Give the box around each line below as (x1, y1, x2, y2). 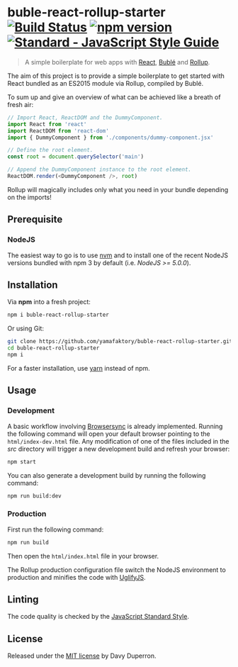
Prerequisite (7, 213, 63, 225)
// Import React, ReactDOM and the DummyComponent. (7, 114, 163, 121)
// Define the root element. (7, 147, 93, 154)
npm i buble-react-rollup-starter (7, 311, 110, 319)
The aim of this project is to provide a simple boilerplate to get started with (7, 72, 225, 80)
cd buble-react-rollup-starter (7, 344, 100, 352)
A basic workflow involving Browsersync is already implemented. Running (7, 422, 223, 430)
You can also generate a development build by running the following (7, 471, 206, 479)
